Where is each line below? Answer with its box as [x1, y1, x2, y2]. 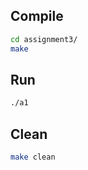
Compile [10, 8, 64, 25]
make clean [10, 152, 56, 163]
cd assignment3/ [10, 34, 78, 44]
